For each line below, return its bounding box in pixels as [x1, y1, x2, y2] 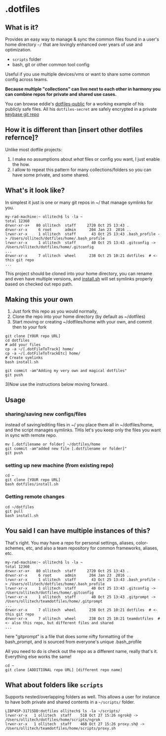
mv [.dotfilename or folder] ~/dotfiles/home [5, 442, 100, 447]
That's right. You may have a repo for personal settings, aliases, [5, 540, 135, 546]
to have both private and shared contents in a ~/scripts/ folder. [5, 699, 135, 705]
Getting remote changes [5, 493, 65, 500]
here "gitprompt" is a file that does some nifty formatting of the [5, 633, 133, 639]
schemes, [5, 545, 25, 551]
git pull [5, 508, 23, 514]
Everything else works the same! [5, 653, 72, 659]
